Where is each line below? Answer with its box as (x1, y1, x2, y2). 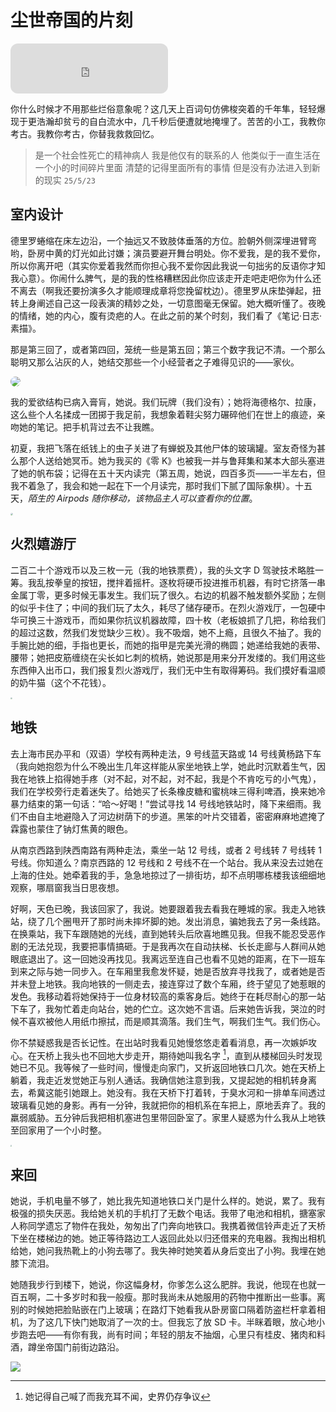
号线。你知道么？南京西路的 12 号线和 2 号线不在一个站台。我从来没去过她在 (10, 856, 324, 868)
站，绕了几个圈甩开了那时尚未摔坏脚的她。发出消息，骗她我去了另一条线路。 (10, 915, 326, 927)
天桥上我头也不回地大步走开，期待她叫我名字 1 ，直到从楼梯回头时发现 (36, 1047, 323, 1061)
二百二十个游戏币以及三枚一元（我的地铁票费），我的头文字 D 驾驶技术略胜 (10, 564, 315, 576)
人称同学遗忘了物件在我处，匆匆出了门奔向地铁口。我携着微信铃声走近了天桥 (10, 1220, 326, 1232)
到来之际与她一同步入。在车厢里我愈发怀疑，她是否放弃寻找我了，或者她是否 (10, 965, 326, 977)
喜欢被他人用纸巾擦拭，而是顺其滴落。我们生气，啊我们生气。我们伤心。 (27, 1015, 326, 1027)
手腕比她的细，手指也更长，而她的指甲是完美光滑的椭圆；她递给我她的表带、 (10, 639, 326, 651)
